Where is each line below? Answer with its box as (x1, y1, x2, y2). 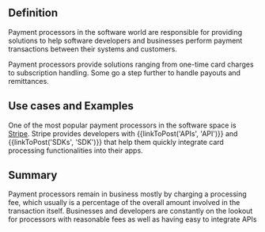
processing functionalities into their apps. (8, 146, 144, 155)
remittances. (8, 76, 49, 86)
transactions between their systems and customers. (8, 44, 178, 54)
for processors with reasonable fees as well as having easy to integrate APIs (8, 215, 257, 224)
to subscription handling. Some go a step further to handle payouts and (8, 67, 241, 78)
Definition (8, 6, 58, 20)
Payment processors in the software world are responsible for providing (8, 27, 243, 36)
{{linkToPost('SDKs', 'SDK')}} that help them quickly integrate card (8, 137, 224, 146)
